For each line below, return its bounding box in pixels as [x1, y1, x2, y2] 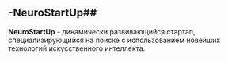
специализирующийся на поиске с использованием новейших [8, 35, 221, 45]
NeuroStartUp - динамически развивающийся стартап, [8, 27, 196, 36]
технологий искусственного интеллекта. [8, 43, 146, 53]
